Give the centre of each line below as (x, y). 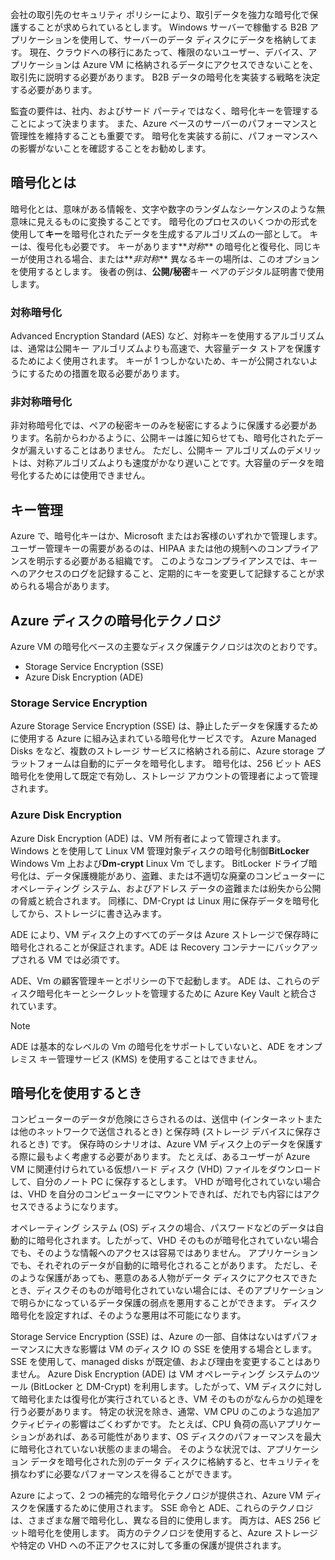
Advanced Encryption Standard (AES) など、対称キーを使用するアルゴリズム (167, 336)
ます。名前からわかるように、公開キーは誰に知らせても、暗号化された (162, 438)
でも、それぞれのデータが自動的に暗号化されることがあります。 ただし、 (160, 1265)
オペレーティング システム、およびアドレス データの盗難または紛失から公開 (166, 888)
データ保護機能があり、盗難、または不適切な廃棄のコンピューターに (185, 875)
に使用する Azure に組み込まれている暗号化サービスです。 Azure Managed (163, 739)
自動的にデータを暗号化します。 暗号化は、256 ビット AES (200, 764)
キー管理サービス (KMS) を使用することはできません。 (150, 1059)
